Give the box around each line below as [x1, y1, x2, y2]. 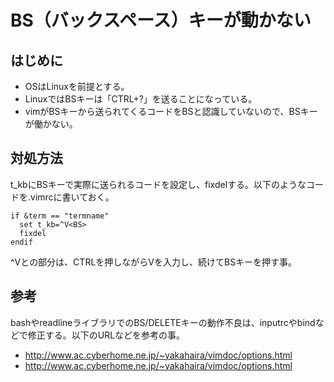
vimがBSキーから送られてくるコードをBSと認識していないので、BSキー [24, 106, 318, 117]
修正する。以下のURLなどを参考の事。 [27, 329, 186, 341]
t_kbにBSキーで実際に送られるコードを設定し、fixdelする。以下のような [10, 178, 307, 190]
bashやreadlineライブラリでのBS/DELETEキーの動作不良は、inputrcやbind [10, 316, 316, 328]
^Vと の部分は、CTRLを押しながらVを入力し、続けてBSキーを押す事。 [10, 256, 298, 268]
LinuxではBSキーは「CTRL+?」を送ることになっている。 [24, 93, 258, 105]
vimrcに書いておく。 [30, 191, 115, 203]
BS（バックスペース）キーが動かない [10, 9, 312, 32]
